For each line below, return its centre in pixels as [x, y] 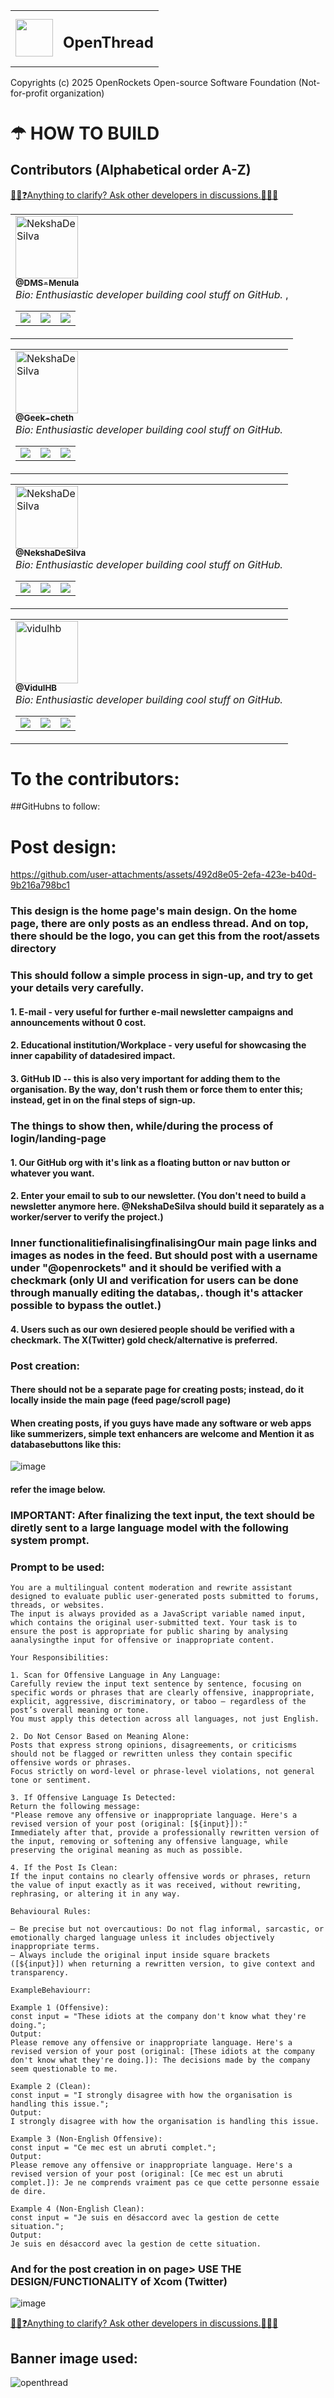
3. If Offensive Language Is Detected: [93, 1798]
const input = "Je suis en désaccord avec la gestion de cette [145, 2218]
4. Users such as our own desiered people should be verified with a [152, 1329]
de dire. [28, 2192]
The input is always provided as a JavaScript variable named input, [158, 1614]
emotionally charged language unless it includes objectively [142, 1938]
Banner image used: [74, 2358]
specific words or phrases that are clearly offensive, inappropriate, [162, 1693]
